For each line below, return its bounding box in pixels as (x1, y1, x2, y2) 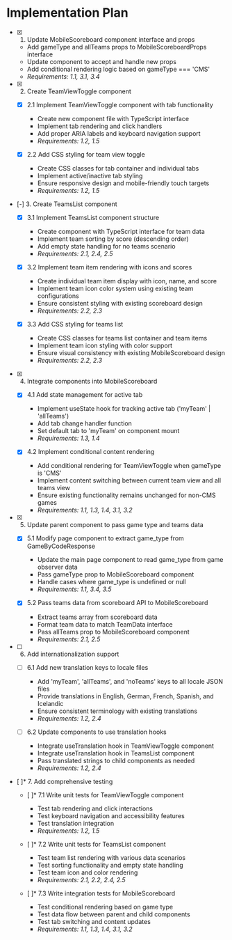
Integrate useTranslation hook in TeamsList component (37, 749, 195, 757)
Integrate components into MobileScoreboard (26, 377, 158, 386)
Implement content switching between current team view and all (37, 476, 222, 485)
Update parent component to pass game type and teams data (26, 521, 204, 529)
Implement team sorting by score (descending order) (37, 235, 189, 243)
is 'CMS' (37, 469, 62, 478)
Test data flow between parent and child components (37, 910, 190, 918)
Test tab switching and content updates (37, 917, 151, 925)
